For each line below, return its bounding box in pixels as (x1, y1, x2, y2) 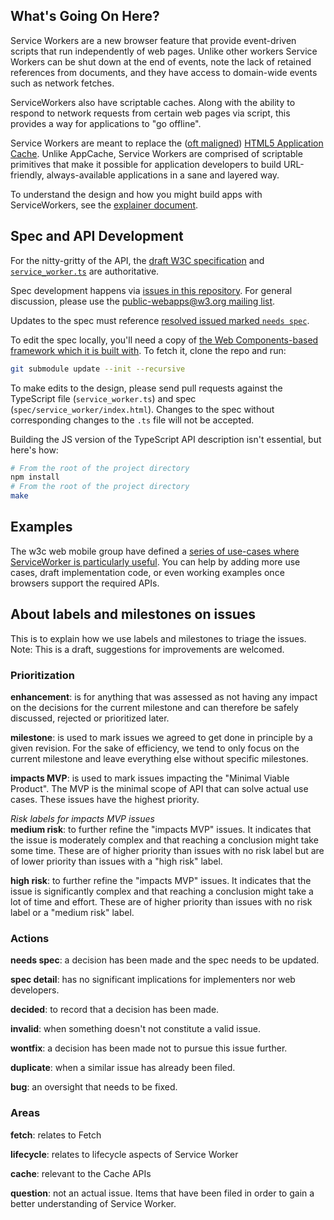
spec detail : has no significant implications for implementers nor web (10, 974, 296, 986)
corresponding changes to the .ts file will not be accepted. (10, 414, 255, 426)
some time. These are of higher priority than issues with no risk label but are (10, 844, 325, 856)
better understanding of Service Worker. (10, 1197, 177, 1209)
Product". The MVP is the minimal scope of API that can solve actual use (10, 782, 309, 794)
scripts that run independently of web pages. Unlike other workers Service (10, 45, 318, 57)
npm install (10, 472, 60, 483)
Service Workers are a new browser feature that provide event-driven (10, 34, 297, 46)
